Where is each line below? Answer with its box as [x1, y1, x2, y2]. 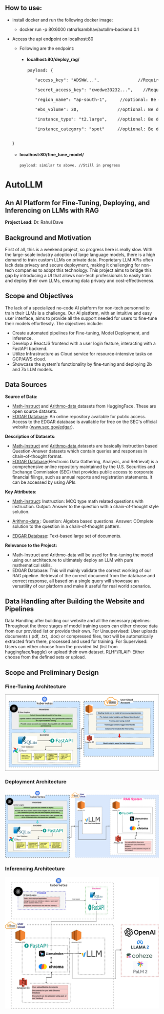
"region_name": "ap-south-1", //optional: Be [35, 97, 156, 102]
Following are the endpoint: [19, 45, 75, 51]
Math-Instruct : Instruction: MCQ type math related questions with [12, 498, 144, 504]
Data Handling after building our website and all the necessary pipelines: [5, 618, 151, 624]
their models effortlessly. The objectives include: [5, 320, 103, 326]
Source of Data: [5, 394, 38, 400]
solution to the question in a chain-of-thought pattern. [12, 523, 121, 529]
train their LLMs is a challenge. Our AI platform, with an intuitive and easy [5, 310, 152, 316]
